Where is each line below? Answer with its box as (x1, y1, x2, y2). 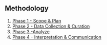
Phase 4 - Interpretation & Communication (12, 34, 102, 40)
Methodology (5, 4, 49, 13)
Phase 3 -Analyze (12, 28, 50, 35)
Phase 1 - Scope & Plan (12, 17, 61, 24)
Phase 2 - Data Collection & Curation (12, 23, 90, 29)
